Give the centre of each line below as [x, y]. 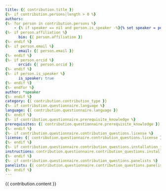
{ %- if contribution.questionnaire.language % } [55, 106]
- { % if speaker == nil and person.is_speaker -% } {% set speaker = [85, 28]
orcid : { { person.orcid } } [46, 64]
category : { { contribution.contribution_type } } [56, 101]
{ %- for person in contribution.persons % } [51, 23]
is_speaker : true [36, 78]
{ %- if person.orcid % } [30, 60]
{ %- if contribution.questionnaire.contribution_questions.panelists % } [82, 160]
